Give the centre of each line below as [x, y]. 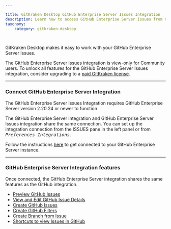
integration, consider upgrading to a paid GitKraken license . [68, 74]
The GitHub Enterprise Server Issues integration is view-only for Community [85, 63]
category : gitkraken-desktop [45, 29]
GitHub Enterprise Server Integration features [63, 168]
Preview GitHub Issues [36, 194]
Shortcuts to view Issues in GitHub [49, 221]
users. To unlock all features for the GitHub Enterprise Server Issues [77, 68]
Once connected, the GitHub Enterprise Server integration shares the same [84, 179]
